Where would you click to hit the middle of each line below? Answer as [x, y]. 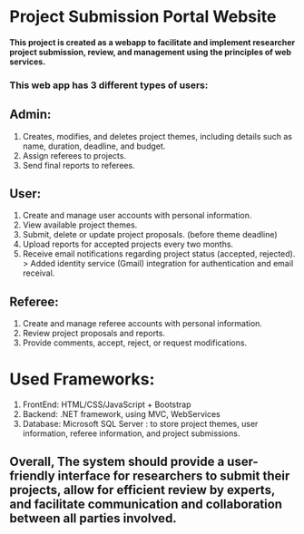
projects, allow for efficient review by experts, [142, 490]
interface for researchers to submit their [174, 476]
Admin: [30, 115]
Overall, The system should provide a [117, 462]
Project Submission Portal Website [143, 17]
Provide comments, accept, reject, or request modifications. [135, 343]
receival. [39, 273]
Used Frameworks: [82, 379]
